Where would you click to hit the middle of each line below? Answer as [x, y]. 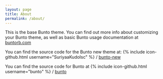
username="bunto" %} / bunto [36, 72]
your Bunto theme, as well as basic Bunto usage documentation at [72, 37]
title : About [18, 14]
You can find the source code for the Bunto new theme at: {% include [75, 52]
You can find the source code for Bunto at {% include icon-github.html [76, 66]
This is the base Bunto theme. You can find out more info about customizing [81, 32]
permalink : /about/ [25, 18]
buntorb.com [18, 43]
